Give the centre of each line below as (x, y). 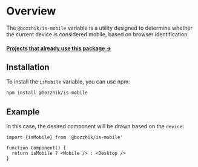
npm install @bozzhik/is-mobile (47, 93)
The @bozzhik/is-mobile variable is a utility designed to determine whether (99, 28)
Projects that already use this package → (59, 48)
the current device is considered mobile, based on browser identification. (98, 34)
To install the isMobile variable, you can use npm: (68, 82)
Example (23, 112)
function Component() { (36, 148)
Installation (28, 67)
